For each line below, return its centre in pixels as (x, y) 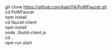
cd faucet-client (21, 22)
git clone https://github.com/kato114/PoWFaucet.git (56, 7)
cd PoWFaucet (20, 12)
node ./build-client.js (26, 32)
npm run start (19, 43)
